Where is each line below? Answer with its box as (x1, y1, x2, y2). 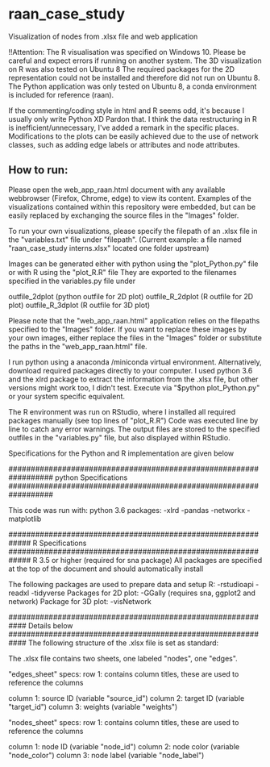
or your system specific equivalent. (8, 391, 126, 401)
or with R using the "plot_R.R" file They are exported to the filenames (8, 267, 237, 277)
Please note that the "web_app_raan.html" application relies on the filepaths (8, 315, 260, 325)
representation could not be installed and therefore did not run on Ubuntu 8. (8, 73, 260, 82)
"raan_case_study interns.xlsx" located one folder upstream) (8, 243, 210, 252)
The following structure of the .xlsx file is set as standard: (27, 638, 219, 648)
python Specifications (55, 473, 128, 482)
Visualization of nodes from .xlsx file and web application (8, 31, 198, 41)
